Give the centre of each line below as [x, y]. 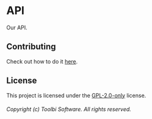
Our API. [17, 27]
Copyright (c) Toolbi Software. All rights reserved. [69, 109]
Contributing [31, 47]
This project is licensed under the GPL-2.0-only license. [76, 95]
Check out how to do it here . [42, 61]
